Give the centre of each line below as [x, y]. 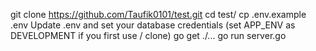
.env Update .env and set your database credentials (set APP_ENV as [153, 25]
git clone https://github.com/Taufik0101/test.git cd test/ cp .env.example [158, 14]
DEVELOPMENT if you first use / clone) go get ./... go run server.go [148, 35]
